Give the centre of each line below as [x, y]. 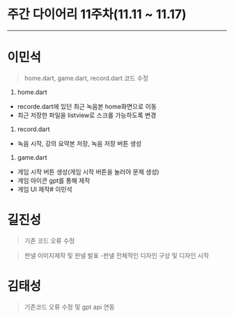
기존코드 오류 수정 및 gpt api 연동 [69, 307]
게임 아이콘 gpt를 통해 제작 [54, 180]
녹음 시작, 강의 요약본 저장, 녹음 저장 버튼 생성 [79, 143]
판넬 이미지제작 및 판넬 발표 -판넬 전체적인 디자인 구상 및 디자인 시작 [117, 255]
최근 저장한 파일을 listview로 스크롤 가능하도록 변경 [87, 115]
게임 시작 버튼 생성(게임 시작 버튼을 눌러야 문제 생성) [88, 172]
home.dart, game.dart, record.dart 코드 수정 [86, 78]
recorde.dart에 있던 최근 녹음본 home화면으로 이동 [87, 106]
